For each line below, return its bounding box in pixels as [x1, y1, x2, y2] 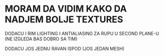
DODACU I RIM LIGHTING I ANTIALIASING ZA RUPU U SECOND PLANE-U [5, 30, 159, 36]
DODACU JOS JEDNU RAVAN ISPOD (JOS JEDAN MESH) [5, 45, 125, 51]
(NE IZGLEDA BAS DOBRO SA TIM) [5, 36, 78, 42]
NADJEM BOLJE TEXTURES [5, 14, 123, 25]
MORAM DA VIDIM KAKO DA [5, 3, 127, 15]
